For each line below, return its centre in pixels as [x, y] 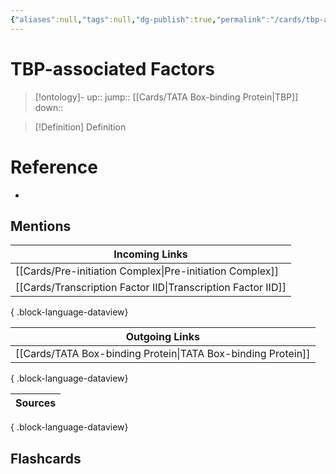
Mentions [41, 226]
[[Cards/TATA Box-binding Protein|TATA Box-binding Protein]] [163, 354]
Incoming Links [150, 254]
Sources [36, 403]
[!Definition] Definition [80, 127]
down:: [49, 107]
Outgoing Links [162, 337]
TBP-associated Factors [112, 68]
